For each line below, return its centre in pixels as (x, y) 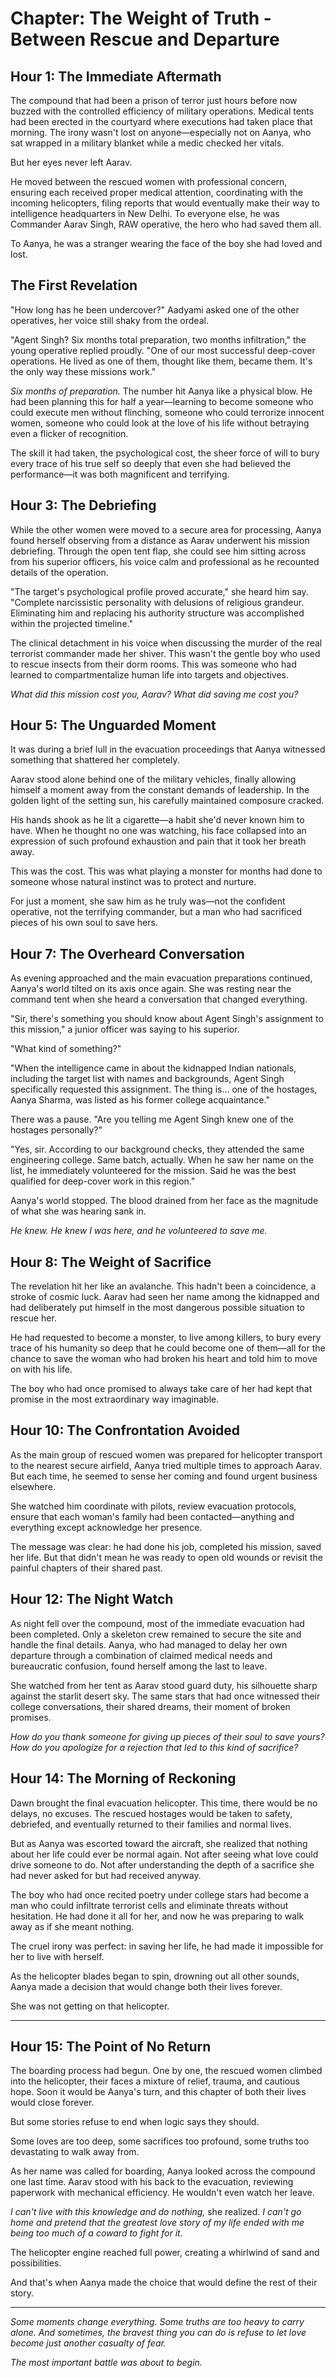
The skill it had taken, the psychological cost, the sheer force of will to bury (165, 453)
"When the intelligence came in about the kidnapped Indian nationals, (153, 1068)
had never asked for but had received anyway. (106, 1875)
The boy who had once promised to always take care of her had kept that (161, 1389)
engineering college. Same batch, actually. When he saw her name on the (162, 1160)
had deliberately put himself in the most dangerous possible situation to (157, 1308)
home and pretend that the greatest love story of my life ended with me (157, 2223)
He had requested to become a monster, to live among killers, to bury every (166, 1338)
